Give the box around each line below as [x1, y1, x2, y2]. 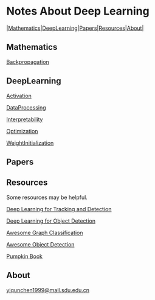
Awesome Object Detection [6, 240, 75, 248]
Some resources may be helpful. [6, 194, 88, 201]
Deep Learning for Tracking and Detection [6, 205, 112, 212]
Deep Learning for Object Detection [6, 217, 96, 225]
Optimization [6, 127, 38, 134]
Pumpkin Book [6, 253, 43, 260]
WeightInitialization [6, 139, 54, 147]
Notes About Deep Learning [6, 4, 150, 18]
